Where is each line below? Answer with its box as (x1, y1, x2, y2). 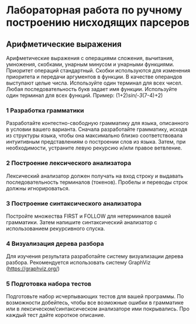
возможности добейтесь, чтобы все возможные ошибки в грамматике (6, 299, 184, 306)
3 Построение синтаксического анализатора (6, 199, 142, 207)
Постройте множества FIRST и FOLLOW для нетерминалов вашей (6, 212, 171, 220)
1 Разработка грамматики (6, 106, 84, 114)
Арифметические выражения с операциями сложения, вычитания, (6, 55, 174, 61)
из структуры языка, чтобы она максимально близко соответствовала (6, 132, 183, 139)
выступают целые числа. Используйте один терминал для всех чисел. (6, 79, 183, 86)
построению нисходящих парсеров (6, 16, 190, 29)
